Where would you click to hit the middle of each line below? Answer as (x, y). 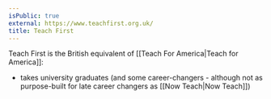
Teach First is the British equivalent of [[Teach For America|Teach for (123, 54)
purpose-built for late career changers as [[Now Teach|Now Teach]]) (135, 86)
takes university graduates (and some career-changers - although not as (141, 78)
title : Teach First (41, 31)
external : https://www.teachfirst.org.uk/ (81, 23)
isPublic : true (34, 16)
